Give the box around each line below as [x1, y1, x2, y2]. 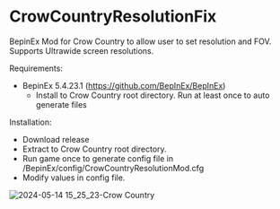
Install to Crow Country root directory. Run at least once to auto [35, 90, 270, 100]
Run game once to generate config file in [22, 152, 173, 163]
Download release [22, 134, 90, 144]
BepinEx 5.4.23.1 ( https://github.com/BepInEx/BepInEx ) [22, 80, 226, 91]
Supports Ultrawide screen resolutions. [9, 45, 154, 56]
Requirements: [9, 63, 63, 74]
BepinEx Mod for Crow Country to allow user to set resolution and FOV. [9, 36, 272, 47]
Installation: [9, 117, 52, 127]
